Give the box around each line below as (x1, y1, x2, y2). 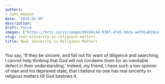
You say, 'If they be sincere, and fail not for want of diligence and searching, (5, 52, 160, 58)
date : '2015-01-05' (5, 16, 45, 21)
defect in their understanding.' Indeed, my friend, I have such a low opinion (5, 63, 157, 68)
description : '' (5, 21, 38, 26)
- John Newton (5, 12, 34, 17)
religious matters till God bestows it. (5, 73, 78, 79)
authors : (5, 7, 23, 12)
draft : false (5, 25, 32, 30)
